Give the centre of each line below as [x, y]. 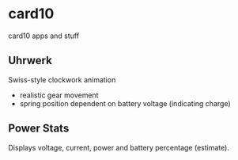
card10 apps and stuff [44, 36]
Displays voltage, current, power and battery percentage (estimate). [119, 147]
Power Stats [39, 129]
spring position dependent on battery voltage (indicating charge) [125, 103]
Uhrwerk [30, 61]
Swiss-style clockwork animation [62, 79]
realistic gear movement [59, 95]
